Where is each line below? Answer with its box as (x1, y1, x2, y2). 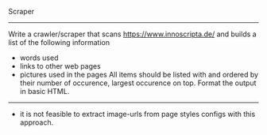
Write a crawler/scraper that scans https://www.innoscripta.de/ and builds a (8, 29, 257, 39)
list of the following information (8, 38, 110, 47)
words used (19, 53, 59, 62)
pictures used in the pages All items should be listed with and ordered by (19, 70, 259, 79)
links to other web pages (19, 62, 101, 70)
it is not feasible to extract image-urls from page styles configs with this (19, 110, 256, 118)
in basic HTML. (19, 87, 70, 96)
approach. (19, 118, 54, 127)
